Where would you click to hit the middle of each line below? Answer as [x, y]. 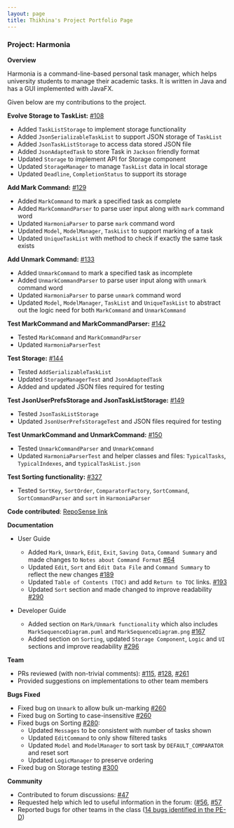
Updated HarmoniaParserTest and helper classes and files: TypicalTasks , [122, 455]
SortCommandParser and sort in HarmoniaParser [84, 497]
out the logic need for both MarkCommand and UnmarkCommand [102, 310]
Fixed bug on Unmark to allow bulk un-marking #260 [92, 708]
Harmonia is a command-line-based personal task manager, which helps [112, 74]
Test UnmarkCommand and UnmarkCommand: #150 [85, 434]
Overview [22, 60]
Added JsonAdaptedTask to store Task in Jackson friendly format [108, 151]
